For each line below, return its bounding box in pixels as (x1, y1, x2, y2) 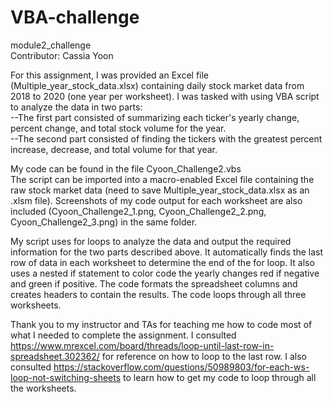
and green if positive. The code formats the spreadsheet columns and (10, 277, 298, 290)
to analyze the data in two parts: (10, 101, 143, 113)
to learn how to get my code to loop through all (123, 371, 317, 383)
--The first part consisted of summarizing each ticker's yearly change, (10, 111, 300, 123)
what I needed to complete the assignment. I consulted (10, 329, 237, 341)
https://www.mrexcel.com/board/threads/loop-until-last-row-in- (10, 339, 275, 351)
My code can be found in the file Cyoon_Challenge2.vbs (10, 162, 242, 175)
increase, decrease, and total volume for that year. (10, 143, 218, 155)
